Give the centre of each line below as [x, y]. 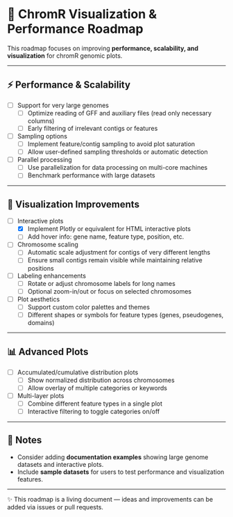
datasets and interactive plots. [60, 464]
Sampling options [42, 136]
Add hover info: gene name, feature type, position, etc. [106, 237]
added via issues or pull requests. [55, 507]
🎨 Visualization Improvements [74, 204]
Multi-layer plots [41, 395]
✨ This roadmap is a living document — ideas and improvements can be [110, 499]
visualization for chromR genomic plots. [65, 56]
